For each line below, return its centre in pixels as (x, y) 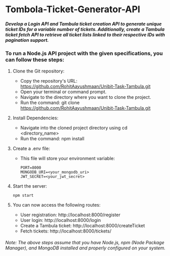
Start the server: (30, 186)
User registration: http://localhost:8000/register (70, 215)
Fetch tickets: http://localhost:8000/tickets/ (66, 231)
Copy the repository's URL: (49, 81)
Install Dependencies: (35, 118)
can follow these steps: (35, 60)
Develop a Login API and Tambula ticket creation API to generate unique (83, 23)
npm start (23, 195)
